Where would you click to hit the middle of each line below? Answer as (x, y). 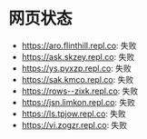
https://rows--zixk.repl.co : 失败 (80, 91)
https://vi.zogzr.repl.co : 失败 (74, 124)
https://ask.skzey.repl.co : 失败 (78, 56)
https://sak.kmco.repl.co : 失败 (78, 79)
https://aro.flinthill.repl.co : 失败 (79, 45)
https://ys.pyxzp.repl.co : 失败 (77, 68)
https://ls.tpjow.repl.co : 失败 (73, 114)
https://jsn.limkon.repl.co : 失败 (78, 102)
